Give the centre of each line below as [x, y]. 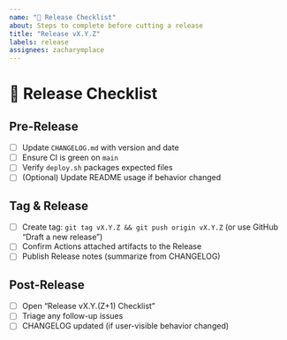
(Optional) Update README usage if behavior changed [121, 178]
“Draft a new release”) [62, 237]
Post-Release [47, 285]
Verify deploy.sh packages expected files [98, 168]
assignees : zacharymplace [57, 50]
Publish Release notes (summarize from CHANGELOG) [121, 256]
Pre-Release [44, 126]
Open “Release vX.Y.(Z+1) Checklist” [89, 306]
